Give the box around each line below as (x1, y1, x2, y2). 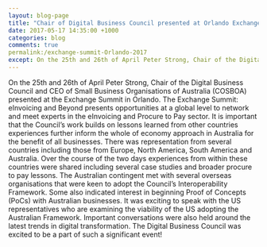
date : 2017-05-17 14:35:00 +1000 (8, 26, 119, 34)
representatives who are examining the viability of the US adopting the (8, 204, 239, 214)
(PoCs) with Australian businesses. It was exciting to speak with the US (8, 195, 241, 205)
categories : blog (8, 33, 66, 42)
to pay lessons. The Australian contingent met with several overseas (8, 170, 232, 179)
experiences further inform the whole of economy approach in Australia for (8, 128, 254, 137)
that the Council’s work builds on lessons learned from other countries (8, 120, 238, 129)
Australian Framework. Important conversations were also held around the (8, 212, 251, 222)
